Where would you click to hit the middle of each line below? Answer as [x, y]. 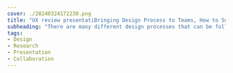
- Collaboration [31, 59]
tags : [15, 33]
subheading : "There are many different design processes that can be [110, 26]
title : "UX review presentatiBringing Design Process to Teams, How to [113, 20]
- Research [23, 46]
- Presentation [29, 53]
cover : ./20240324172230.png [49, 14]
